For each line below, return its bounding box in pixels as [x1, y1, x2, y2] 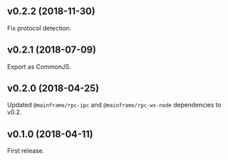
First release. [7, 147, 45, 155]
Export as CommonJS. [7, 62, 71, 71]
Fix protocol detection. [7, 24, 71, 32]
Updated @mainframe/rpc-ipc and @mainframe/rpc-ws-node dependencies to [7, 100, 222, 109]
